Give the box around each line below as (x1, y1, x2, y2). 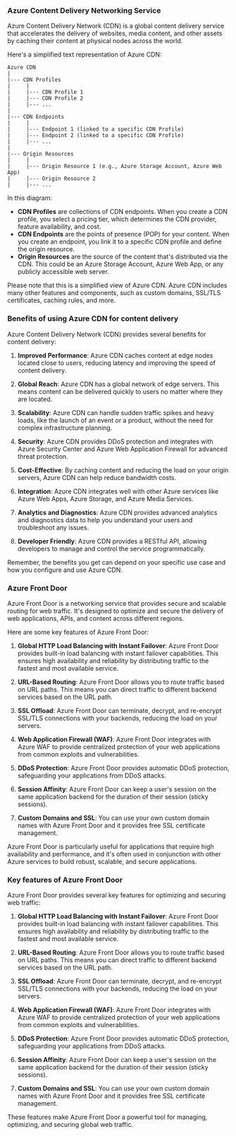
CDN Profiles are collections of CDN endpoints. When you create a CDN (17, 208, 228, 216)
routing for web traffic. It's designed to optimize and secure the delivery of (7, 606, 224, 615)
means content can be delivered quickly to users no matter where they (17, 387, 223, 395)
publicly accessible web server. (17, 268, 109, 276)
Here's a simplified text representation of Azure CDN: (7, 50, 162, 59)
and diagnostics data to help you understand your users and (17, 515, 193, 524)
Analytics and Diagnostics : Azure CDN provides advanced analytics (17, 508, 218, 517)
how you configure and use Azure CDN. (7, 566, 123, 574)
